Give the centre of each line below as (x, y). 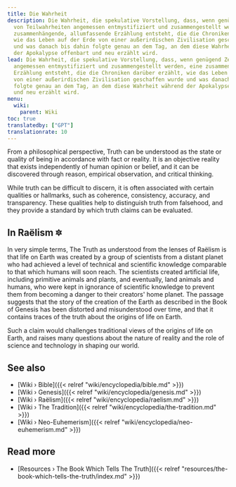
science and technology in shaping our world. (73, 345)
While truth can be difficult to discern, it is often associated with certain (111, 188)
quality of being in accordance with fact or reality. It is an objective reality (113, 159)
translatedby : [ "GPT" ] (40, 125)
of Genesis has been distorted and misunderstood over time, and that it (110, 309)
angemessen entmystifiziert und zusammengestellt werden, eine (108, 66)
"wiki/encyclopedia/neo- (157, 422)
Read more (32, 452)
